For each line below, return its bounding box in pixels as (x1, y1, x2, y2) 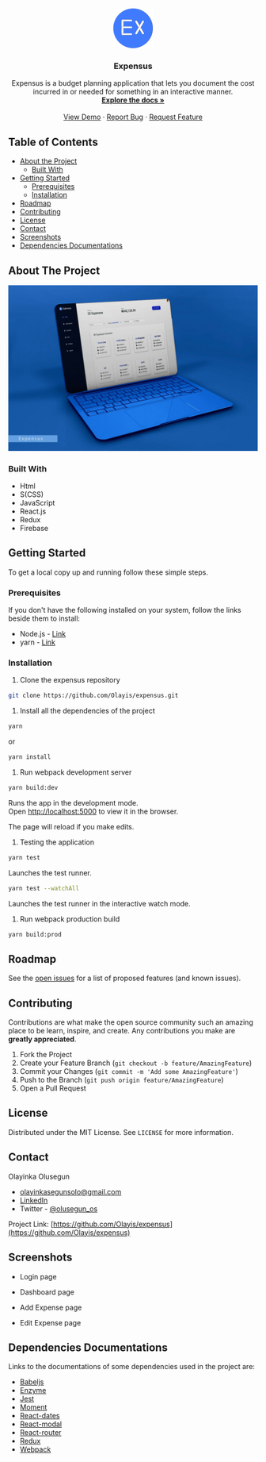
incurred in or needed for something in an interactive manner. (32, 87, 234, 97)
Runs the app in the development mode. (8, 798, 139, 807)
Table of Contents (8, 135, 99, 148)
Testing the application (19, 837, 95, 847)
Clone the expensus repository (19, 675, 120, 685)
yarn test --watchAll (8, 884, 80, 892)
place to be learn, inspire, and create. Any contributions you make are (8, 1026, 236, 1036)
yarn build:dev (8, 783, 59, 791)
